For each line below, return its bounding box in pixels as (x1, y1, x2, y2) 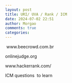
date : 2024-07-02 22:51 (5, 16, 54, 21)
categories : (5, 30, 30, 35)
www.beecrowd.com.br (6, 44, 54, 49)
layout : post (5, 7, 32, 12)
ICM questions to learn (5, 73, 53, 78)
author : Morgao (5, 21, 36, 26)
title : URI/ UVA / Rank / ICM (5, 12, 68, 17)
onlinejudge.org (5, 53, 37, 59)
